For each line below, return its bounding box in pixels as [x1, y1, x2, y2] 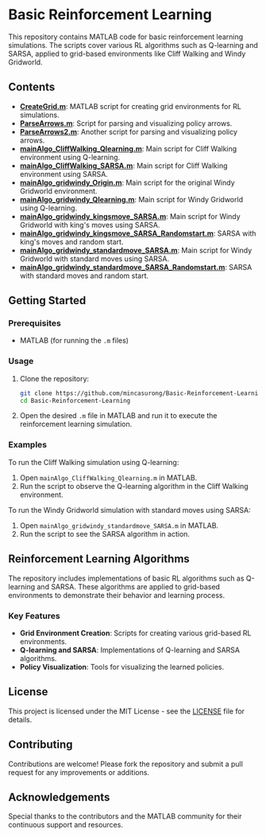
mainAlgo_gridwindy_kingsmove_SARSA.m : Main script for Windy [19, 211, 241, 221]
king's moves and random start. [19, 237, 124, 246]
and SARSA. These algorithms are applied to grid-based [37, 581, 221, 591]
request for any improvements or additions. [8, 767, 149, 777]
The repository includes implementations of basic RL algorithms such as [8, 573, 245, 583]
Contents [8, 80, 56, 94]
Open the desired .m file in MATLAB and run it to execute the [19, 411, 218, 420]
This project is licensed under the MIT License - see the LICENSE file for [8, 706, 245, 716]
